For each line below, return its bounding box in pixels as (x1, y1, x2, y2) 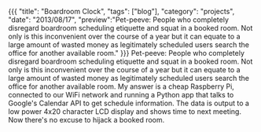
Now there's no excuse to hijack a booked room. (8, 115, 165, 124)
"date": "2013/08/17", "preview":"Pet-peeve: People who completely (8, 15, 230, 24)
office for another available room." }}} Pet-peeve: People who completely (8, 49, 245, 57)
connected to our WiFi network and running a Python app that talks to (8, 90, 234, 99)
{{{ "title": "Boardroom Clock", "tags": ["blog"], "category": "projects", (8, 7, 235, 16)
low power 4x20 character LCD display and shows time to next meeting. (8, 107, 242, 116)
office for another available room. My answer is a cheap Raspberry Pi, (8, 82, 234, 91)
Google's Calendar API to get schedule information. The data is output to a (8, 98, 250, 108)
